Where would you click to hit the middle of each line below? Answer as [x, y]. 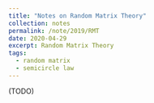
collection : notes [39, 23]
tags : [17, 53]
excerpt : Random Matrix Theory [61, 46]
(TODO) [21, 91]
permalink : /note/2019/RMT [54, 31]
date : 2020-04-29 [38, 38]
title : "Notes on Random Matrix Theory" [78, 16]
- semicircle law [45, 68]
